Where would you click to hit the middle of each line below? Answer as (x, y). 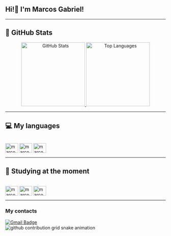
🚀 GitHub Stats (29, 33)
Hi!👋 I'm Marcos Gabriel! (45, 9)
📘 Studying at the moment (48, 171)
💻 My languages (33, 126)
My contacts (21, 211)
